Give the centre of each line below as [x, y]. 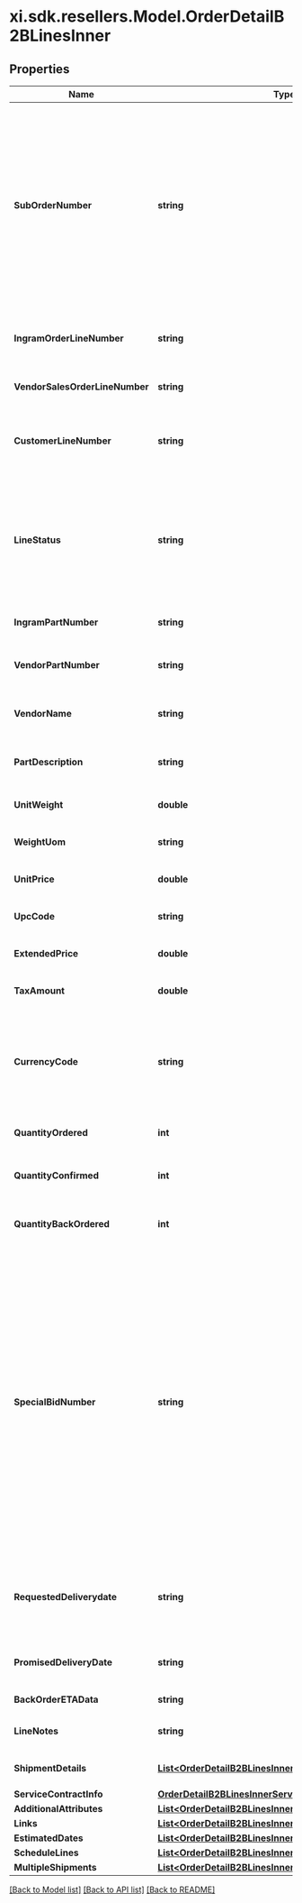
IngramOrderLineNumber [69, 338]
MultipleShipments [55, 1867]
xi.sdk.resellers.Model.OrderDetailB [147, 17]
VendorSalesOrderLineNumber [82, 387]
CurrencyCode [46, 1061]
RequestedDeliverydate [66, 1597]
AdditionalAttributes [58, 1809]
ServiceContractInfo [58, 1794]
